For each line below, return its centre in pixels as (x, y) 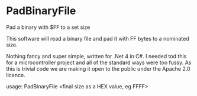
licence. (16, 75)
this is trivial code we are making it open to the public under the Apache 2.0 (98, 68)
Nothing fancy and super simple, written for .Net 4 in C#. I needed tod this (96, 56)
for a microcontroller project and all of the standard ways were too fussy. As (99, 62)
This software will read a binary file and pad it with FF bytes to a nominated (98, 38)
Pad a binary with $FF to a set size (48, 27)
